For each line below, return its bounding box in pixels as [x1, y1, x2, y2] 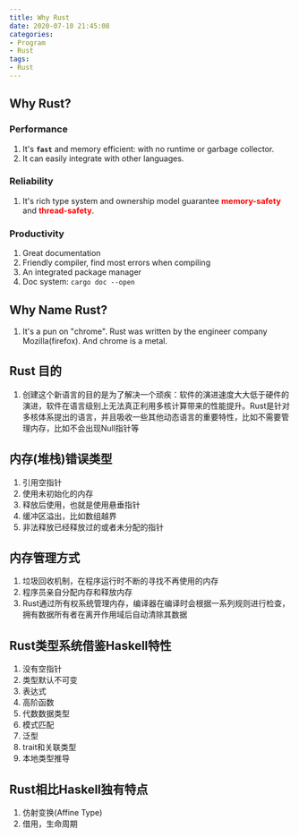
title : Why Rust [9, 13, 70, 22]
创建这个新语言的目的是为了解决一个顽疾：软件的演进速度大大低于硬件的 [21, 389, 289, 399]
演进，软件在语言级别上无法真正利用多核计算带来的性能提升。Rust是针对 [21, 400, 291, 411]
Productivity [9, 227, 64, 240]
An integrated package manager [21, 267, 141, 278]
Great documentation [21, 248, 101, 259]
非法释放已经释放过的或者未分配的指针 [21, 521, 164, 533]
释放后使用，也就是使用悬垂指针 [21, 499, 141, 510]
